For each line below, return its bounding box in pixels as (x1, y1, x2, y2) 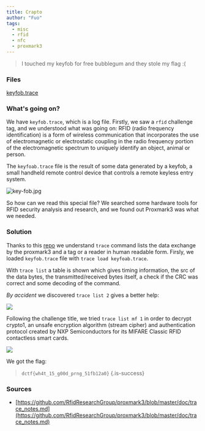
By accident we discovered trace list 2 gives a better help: (6, 291, 159, 299)
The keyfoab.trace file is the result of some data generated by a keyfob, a (6, 163, 193, 170)
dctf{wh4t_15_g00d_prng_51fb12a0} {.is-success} (21, 369, 145, 377)
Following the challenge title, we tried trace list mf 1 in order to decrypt (6, 315, 192, 322)
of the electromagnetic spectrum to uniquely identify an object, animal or (6, 144, 190, 152)
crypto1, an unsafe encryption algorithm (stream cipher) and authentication (6, 321, 196, 328)
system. (6, 176, 26, 183)
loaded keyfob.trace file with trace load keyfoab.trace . (6, 255, 149, 262)
